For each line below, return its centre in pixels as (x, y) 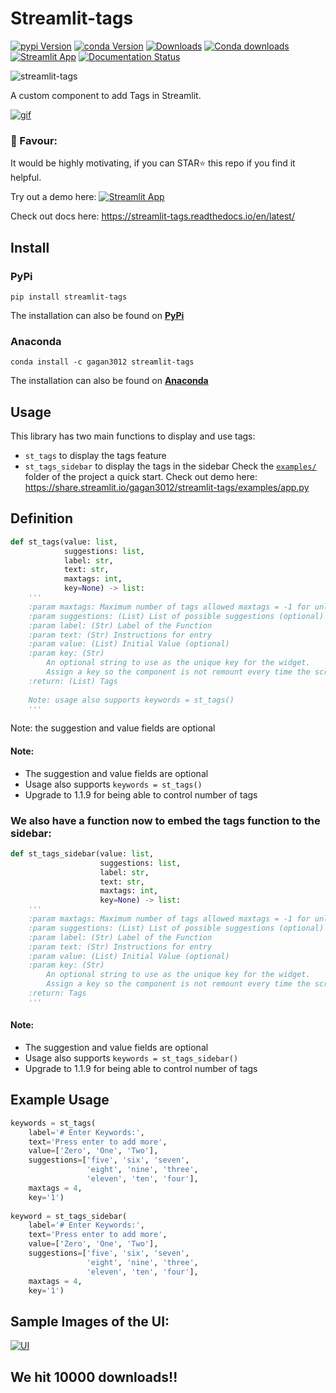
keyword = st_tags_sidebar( (69, 1216)
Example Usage (60, 1100)
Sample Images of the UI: (90, 1321)
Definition (41, 518)
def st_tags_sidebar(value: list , (82, 853)
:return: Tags (57, 993)
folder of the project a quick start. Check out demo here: (141, 477)
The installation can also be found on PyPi (97, 315)
